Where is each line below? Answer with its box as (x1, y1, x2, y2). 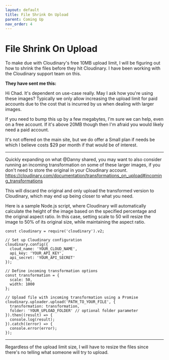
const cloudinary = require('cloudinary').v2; (5, 229, 105, 234)
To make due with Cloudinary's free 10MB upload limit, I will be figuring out (5, 60, 160, 66)
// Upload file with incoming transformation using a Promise (5, 295, 138, 300)
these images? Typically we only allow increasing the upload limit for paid (5, 95, 157, 101)
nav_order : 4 (5, 21, 33, 27)
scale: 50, (10, 277, 33, 283)
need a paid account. (5, 127, 49, 133)
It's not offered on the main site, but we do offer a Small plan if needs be (5, 137, 155, 143)
